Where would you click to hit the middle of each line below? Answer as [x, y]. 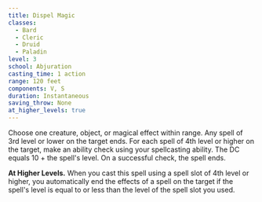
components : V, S [36, 88]
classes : [22, 23]
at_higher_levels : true [47, 111]
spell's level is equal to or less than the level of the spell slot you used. [122, 190]
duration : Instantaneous [49, 96]
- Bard [26, 30]
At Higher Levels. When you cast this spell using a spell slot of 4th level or [129, 173]
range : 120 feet [35, 81]
